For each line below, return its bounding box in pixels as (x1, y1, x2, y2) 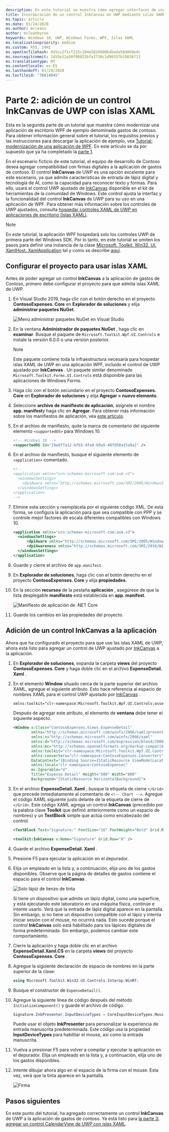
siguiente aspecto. (13, 715, 52, 721)
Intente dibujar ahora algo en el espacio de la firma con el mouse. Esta (13, 1067, 158, 1073)
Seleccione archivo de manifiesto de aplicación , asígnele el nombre (13, 402, 155, 408)
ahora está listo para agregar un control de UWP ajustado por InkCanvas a (6, 645, 159, 651)
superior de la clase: (13, 968, 56, 974)
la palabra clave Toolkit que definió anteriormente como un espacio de (13, 807, 160, 813)
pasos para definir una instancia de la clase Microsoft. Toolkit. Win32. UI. (6, 242, 157, 248)
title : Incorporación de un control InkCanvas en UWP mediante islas (6, 12, 154, 17)
